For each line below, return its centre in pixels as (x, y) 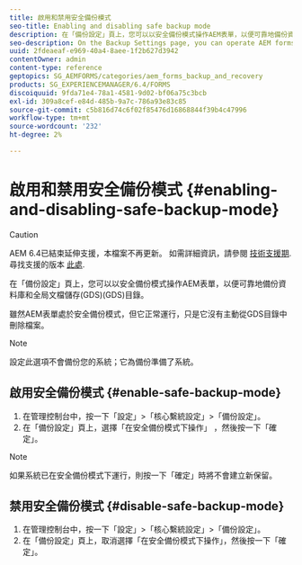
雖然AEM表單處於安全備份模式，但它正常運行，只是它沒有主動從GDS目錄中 (148, 314)
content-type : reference (56, 68)
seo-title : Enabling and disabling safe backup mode (110, 26)
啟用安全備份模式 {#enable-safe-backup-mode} (145, 393)
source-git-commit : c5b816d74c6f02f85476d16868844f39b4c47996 (128, 110)
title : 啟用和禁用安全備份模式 (60, 18)
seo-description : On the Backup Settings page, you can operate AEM (140, 43)
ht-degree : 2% (36, 135)
